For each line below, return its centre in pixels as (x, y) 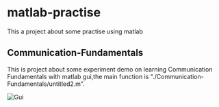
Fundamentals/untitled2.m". (46, 84)
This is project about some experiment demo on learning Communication (110, 69)
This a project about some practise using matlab (75, 31)
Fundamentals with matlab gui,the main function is (78, 76)
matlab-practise (54, 13)
